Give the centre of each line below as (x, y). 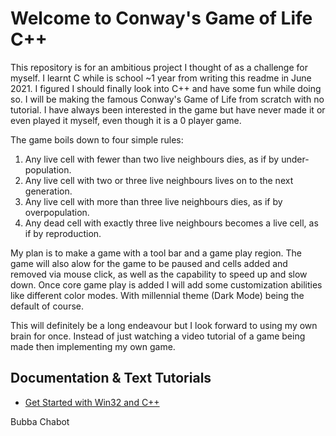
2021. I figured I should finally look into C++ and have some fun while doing (166, 88)
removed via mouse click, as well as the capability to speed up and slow (159, 274)
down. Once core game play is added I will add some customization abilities (166, 284)
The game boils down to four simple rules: (97, 139)
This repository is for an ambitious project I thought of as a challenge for (159, 67)
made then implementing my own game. (93, 346)
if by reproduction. (63, 233)
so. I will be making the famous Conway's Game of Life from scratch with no (167, 99)
